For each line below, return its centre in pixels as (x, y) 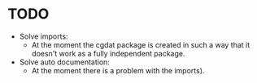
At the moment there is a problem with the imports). (118, 70)
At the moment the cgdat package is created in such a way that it (141, 44)
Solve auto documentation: (65, 62)
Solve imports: (44, 36)
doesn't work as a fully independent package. (108, 53)
